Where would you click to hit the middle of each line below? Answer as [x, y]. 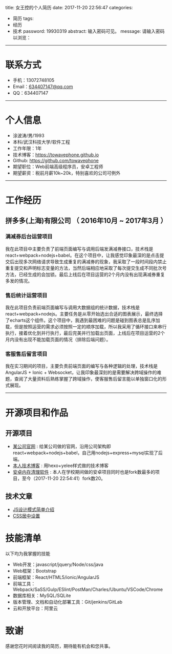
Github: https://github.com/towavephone [56, 160]
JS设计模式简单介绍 [34, 510]
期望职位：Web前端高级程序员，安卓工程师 [58, 166]
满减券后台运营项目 [29, 237]
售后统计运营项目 [26, 295]
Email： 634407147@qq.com [43, 87]
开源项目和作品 [37, 413]
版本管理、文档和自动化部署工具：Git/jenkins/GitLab [68, 602]
